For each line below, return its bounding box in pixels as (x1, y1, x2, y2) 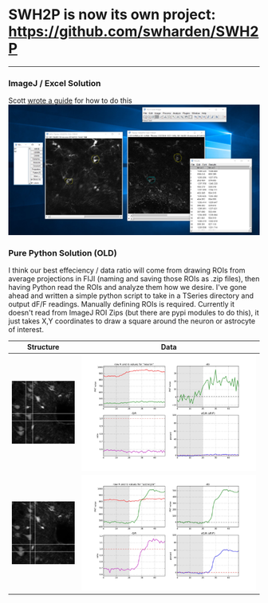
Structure (26, 343, 60, 352)
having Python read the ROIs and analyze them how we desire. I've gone (8, 282, 247, 292)
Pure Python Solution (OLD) (8, 247, 117, 258)
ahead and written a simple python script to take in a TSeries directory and (8, 291, 254, 300)
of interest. (8, 324, 44, 334)
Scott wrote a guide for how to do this (8, 96, 133, 105)
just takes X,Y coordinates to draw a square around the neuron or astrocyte (8, 316, 256, 326)
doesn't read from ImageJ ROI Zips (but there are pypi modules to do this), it (8, 307, 259, 317)
